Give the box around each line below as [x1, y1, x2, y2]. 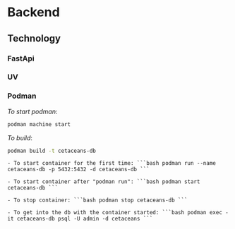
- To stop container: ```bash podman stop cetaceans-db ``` [7, 197, 188, 204]
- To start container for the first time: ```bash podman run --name [7, 160, 217, 167]
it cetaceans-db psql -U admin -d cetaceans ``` [7, 216, 153, 223]
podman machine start [7, 120, 71, 128]
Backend [7, 4, 60, 20]
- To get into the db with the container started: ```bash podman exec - [7, 209, 229, 216]
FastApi [7, 54, 35, 63]
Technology [7, 32, 61, 44]
